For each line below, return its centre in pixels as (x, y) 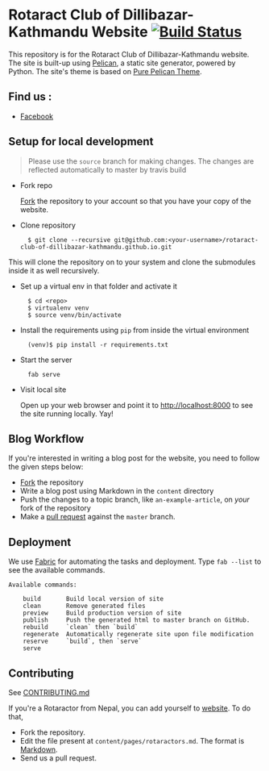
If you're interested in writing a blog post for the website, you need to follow (134, 458)
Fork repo (36, 185)
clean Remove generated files (85, 606)
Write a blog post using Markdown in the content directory (117, 491)
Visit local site (43, 390)
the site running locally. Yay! (67, 414)
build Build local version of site (93, 599)
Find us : (30, 97)
